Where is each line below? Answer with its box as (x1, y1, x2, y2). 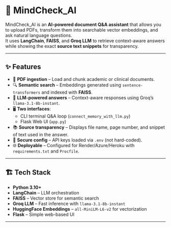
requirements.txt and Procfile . (12, 148, 80, 154)
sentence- (122, 82, 144, 88)
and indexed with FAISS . (41, 89, 93, 95)
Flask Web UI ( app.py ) (20, 118, 67, 124)
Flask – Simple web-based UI (12, 211, 75, 217)
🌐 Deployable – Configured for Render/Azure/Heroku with (12, 142, 135, 148)
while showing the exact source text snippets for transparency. (5, 43, 139, 49)
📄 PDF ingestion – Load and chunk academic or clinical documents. (12, 76, 155, 82)
